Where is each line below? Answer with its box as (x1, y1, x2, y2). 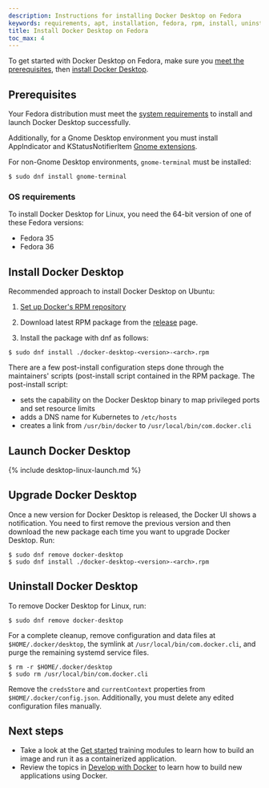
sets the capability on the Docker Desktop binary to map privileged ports (19, 395, 260, 405)
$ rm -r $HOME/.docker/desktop (8, 663, 113, 671)
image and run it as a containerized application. (19, 754, 177, 764)
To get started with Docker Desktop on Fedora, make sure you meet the (8, 56, 244, 66)
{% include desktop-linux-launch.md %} (8, 465, 142, 475)
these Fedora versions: (8, 218, 84, 228)
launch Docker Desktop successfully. (8, 118, 131, 127)
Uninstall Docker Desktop (8, 580, 139, 593)
